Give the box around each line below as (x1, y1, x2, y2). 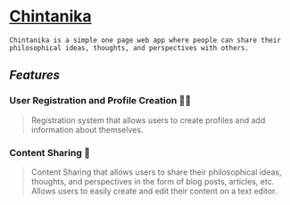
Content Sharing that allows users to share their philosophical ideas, (30, 167, 283, 177)
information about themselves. (30, 124, 144, 135)
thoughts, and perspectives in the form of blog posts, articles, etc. (30, 176, 275, 186)
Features (9, 68, 61, 83)
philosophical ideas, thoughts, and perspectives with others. (9, 43, 250, 53)
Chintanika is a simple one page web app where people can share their (9, 36, 281, 45)
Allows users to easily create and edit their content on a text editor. (30, 185, 278, 196)
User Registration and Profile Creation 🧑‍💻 (9, 94, 192, 107)
